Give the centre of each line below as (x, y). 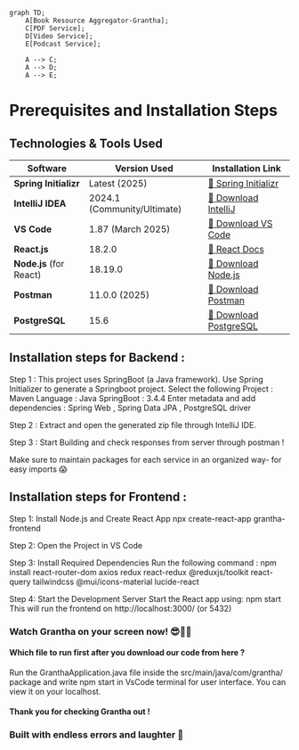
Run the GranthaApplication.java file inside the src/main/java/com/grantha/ (146, 672)
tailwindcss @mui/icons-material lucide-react (116, 581)
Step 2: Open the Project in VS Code (76, 545)
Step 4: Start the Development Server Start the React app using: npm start (145, 598)
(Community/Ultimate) (135, 209)
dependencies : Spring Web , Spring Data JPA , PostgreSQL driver (130, 408)
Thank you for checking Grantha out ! (80, 712)
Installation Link (247, 168)
